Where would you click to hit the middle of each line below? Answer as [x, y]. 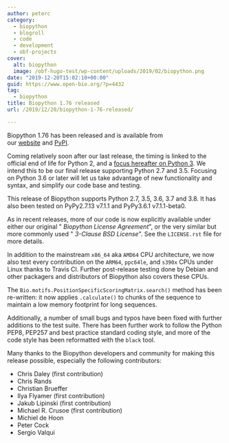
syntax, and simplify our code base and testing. [75, 185]
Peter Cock [33, 425]
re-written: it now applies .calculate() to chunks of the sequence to [104, 297]
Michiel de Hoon [40, 418]
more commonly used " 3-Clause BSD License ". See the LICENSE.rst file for [115, 234]
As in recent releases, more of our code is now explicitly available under [109, 219]
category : [21, 20]
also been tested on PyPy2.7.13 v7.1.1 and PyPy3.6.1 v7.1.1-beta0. [97, 206]
